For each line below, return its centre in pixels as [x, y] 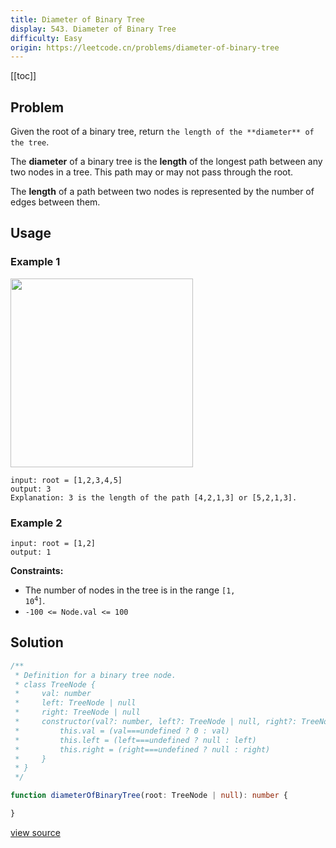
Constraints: [37, 571]
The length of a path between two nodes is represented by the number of [162, 192]
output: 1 [31, 552]
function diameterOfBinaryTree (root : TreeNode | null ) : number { [149, 796]
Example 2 [36, 523]
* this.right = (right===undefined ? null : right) [142, 749]
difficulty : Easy [46, 38]
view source [35, 832]
